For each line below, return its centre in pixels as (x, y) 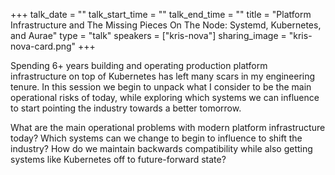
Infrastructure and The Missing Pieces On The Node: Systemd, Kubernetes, (166, 25)
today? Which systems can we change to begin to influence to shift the (156, 138)
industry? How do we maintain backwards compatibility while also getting (161, 148)
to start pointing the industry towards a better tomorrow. (126, 108)
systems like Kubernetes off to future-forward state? (118, 159)
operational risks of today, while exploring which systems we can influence (165, 97)
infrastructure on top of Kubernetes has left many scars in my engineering (163, 76)
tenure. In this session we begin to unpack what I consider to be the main (161, 87)
